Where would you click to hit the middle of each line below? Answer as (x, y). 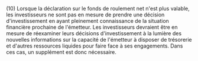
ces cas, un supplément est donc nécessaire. (61, 52)
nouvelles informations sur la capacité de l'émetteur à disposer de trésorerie (99, 40)
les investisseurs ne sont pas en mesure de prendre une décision (85, 15)
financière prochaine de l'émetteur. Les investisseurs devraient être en (92, 27)
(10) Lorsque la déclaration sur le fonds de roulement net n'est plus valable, (98, 9)
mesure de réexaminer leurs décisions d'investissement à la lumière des (94, 33)
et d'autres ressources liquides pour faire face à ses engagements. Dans (95, 46)
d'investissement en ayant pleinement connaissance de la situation (88, 21)
